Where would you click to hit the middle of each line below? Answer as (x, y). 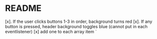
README (23, 8)
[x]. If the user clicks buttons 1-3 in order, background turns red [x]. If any (79, 21)
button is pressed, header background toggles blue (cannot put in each (76, 26)
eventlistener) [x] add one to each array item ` (51, 31)
